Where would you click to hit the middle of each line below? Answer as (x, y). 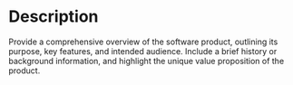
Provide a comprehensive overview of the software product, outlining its (143, 42)
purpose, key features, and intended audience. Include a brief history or (143, 51)
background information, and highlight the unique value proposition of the (146, 61)
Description (54, 17)
